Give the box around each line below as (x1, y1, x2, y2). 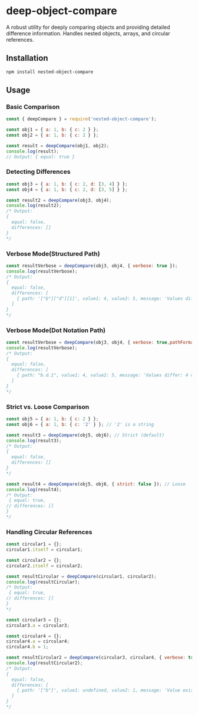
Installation (6, 53, 48, 63)
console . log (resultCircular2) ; (6, 660, 83, 666)
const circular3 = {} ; (6, 617, 62, 623)
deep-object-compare (6, 4, 117, 18)
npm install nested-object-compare (6, 69, 94, 75)
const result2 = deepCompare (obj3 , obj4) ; (6, 197, 112, 203)
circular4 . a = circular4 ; (6, 638, 70, 644)
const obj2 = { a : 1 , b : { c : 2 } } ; (6, 133, 99, 138)
